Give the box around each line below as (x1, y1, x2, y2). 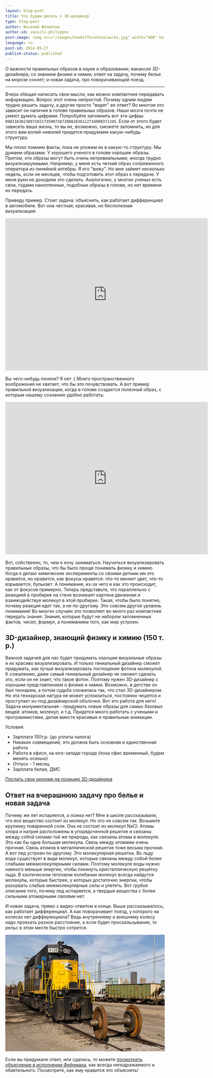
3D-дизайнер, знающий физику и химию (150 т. (5, 633, 164, 642)
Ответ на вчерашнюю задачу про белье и (5, 790, 144, 800)
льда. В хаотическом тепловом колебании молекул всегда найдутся (5, 872, 154, 878)
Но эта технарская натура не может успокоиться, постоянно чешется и (5, 692, 161, 699)
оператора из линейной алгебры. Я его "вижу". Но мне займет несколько (5, 166, 165, 172)
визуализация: (5, 208, 37, 214)
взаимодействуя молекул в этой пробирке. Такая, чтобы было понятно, (5, 597, 161, 603)
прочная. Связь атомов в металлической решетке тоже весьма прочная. (5, 845, 164, 851)
